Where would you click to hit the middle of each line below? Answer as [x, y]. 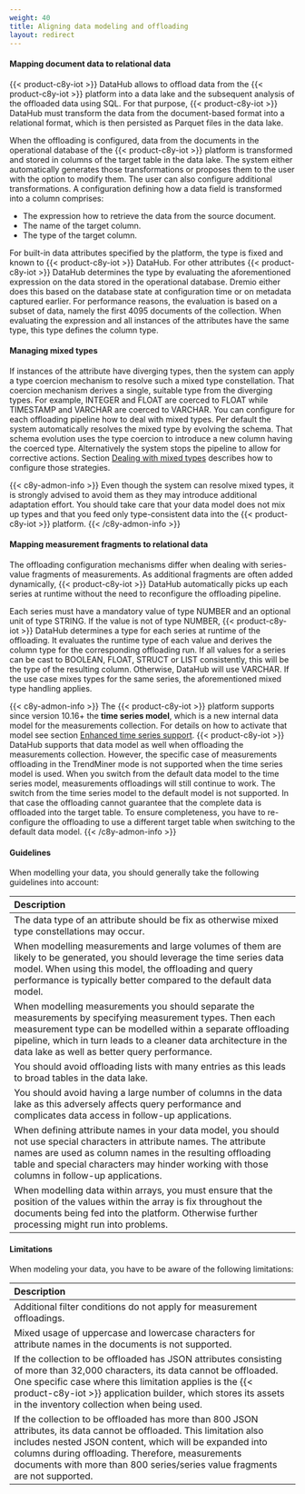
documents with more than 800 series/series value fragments [146, 1465]
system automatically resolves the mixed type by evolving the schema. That [151, 429]
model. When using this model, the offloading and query [133, 969]
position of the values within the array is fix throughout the [138, 1202]
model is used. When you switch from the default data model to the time [144, 773]
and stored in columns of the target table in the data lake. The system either [151, 159]
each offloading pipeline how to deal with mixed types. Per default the [140, 419]
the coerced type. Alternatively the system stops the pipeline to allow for [145, 448]
